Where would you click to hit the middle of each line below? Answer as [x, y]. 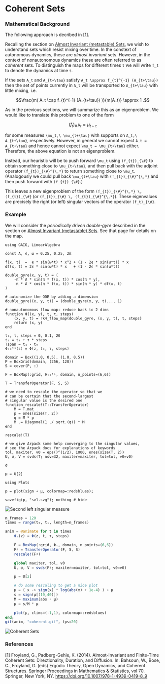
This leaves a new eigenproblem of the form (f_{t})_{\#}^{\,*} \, [74, 191]
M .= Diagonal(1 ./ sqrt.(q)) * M [49, 422]
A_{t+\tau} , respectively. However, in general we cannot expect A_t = [76, 141]
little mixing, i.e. [21, 91]
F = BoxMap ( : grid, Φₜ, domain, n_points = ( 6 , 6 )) [64, 545]
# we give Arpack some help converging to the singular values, [72, 443]
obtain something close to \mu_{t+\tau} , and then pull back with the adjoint [81, 166]
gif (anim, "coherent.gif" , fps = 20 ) [42, 622]
